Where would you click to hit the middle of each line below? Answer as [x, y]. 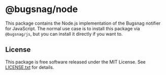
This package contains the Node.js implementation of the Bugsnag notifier [83, 23]
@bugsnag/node [42, 9]
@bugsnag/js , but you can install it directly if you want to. [64, 34]
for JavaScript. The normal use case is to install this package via [73, 28]
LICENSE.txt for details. [30, 67]
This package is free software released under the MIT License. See [75, 62]
